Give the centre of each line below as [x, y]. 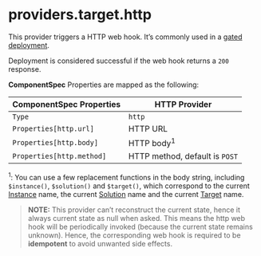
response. [25, 69]
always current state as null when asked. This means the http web [136, 218]
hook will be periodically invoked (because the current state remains [140, 226]
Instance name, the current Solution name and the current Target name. [126, 194]
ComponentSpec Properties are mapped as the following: [104, 85]
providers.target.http [80, 15]
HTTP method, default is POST [183, 156]
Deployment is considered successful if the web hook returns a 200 [119, 61]
